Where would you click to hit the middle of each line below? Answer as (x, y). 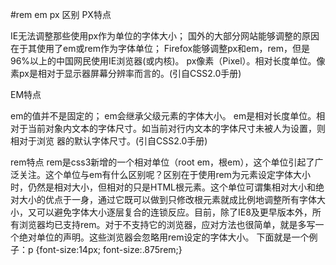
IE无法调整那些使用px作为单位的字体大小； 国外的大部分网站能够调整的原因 (165, 36)
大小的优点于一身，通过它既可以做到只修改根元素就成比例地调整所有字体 (167, 199)
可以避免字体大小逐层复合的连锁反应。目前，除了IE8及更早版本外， (174, 212)
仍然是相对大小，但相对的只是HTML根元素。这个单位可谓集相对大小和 (172, 187)
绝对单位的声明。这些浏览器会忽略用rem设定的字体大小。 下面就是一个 (164, 237)
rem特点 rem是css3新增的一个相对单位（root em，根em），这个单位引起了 (162, 162)
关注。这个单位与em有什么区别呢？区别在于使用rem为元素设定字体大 (160, 174)
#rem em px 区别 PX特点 (61, 14)
